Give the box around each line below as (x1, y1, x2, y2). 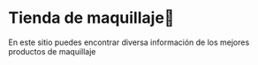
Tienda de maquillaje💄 (8, 8, 175, 28)
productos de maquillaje (8, 46, 96, 56)
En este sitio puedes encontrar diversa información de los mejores (8, 37, 250, 47)
